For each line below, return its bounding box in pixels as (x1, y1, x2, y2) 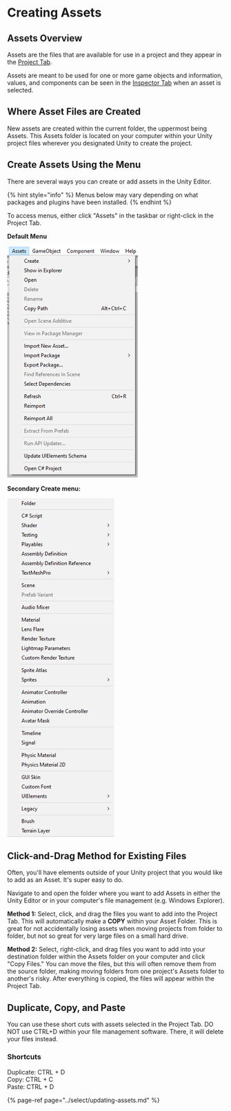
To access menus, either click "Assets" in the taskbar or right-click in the (7, 211, 214, 219)
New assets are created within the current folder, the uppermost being (7, 124, 207, 132)
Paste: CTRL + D (7, 1082, 54, 1091)
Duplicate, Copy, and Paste (7, 1002, 126, 1014)
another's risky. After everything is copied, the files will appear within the (7, 974, 215, 983)
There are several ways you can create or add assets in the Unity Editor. (7, 177, 212, 186)
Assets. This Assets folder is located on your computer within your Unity (7, 131, 212, 139)
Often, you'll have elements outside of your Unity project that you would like (7, 868, 223, 877)
